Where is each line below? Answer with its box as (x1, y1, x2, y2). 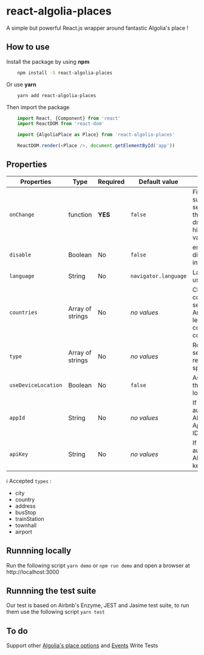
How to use (6, 42, 50, 52)
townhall (15, 522, 37, 529)
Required (98, 177, 125, 186)
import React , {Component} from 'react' (17, 115, 121, 121)
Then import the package (6, 103, 70, 110)
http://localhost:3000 (6, 568, 59, 576)
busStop (15, 508, 36, 516)
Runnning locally (6, 546, 72, 556)
